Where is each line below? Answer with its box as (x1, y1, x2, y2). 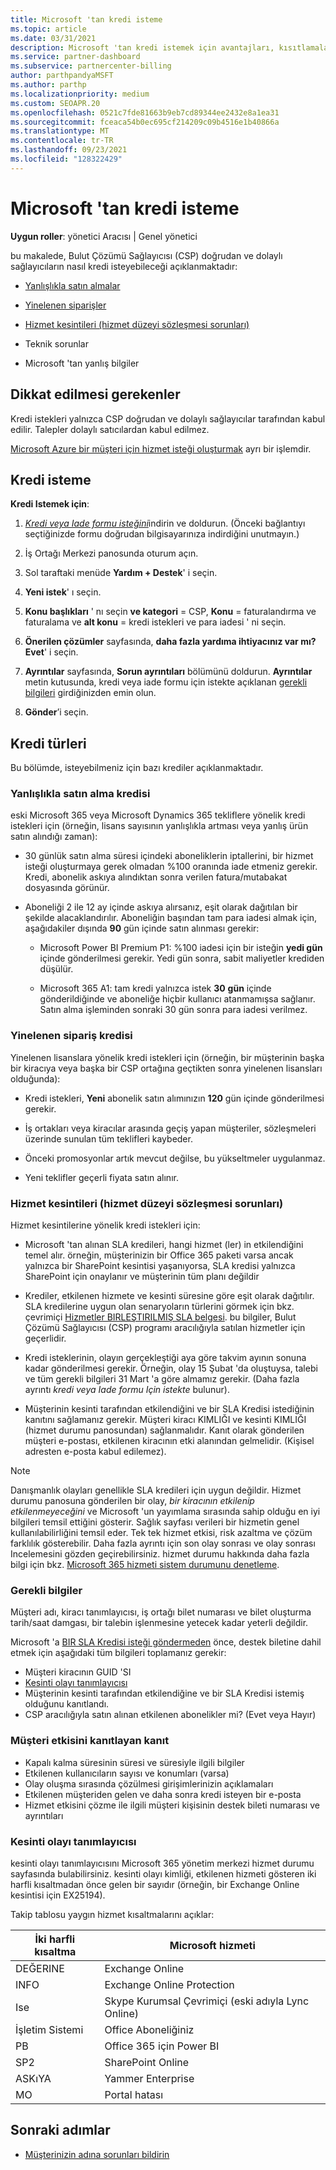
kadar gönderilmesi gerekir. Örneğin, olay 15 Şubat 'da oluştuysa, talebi (24, 1362, 318, 1375)
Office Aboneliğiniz (104, 2022, 195, 2036)
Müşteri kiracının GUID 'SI (24, 1666, 132, 1678)
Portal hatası (104, 2087, 164, 2101)
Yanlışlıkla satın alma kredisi (10, 787, 151, 801)
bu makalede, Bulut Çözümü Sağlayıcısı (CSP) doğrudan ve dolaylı (10, 249, 283, 261)
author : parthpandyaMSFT (10, 71, 114, 81)
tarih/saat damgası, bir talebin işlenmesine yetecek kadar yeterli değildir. (10, 1617, 309, 1629)
